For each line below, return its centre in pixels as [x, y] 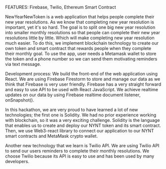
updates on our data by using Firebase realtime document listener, [73, 95]
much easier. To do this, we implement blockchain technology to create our [82, 43]
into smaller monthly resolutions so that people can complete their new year [83, 32]
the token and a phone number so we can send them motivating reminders [81, 59]
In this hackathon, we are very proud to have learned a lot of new [72, 110]
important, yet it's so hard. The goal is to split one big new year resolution [80, 27]
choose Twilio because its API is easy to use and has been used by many [80, 156]
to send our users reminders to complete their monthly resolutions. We [77, 151]
